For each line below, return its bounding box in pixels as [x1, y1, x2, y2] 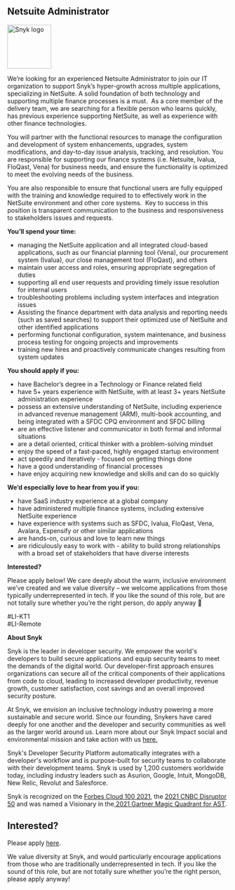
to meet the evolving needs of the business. [7, 170, 135, 178]
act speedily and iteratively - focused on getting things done [17, 454, 192, 463]
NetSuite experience [17, 511, 77, 520]
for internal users [17, 285, 67, 294]
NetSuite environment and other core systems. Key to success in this [7, 198, 208, 207]
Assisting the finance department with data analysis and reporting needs [17, 308, 228, 316]
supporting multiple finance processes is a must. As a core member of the [7, 96, 223, 105]
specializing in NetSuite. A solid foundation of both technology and [7, 89, 201, 98]
